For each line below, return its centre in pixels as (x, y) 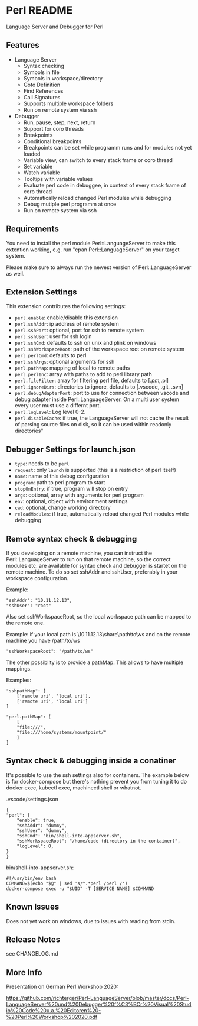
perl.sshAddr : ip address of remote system (67, 324)
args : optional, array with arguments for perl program (79, 495)
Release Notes (33, 940)
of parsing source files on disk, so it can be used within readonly (93, 425)
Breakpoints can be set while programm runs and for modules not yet (108, 147)
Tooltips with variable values (58, 179)
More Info (24, 972)
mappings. (19, 669)
